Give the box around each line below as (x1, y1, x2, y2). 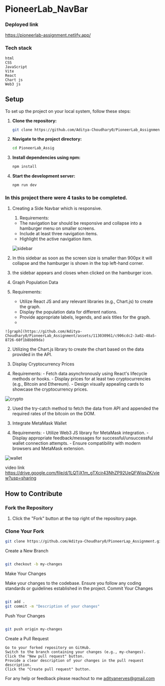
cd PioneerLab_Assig (12, 145, 55, 151)
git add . (5, 599, 26, 605)
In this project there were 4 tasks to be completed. (5, 194, 128, 201)
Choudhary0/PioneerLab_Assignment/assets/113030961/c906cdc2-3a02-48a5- (5, 333, 157, 338)
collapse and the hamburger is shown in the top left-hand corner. (12, 260, 144, 266)
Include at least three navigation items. (19, 231, 98, 237)
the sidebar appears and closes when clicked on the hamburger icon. (12, 270, 153, 276)
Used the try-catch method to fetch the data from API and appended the (12, 405, 159, 411)
